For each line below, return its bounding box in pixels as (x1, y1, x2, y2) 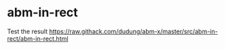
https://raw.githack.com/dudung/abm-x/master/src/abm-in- (49, 27, 218, 35)
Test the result (7, 27, 48, 35)
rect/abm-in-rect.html (7, 34, 69, 42)
